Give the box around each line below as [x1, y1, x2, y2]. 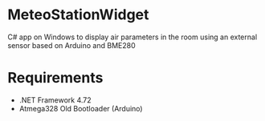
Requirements [7, 69, 104, 87]
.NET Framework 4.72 [18, 95, 92, 105]
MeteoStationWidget [7, 6, 149, 24]
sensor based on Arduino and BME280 [7, 40, 136, 50]
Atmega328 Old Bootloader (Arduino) [18, 103, 143, 113]
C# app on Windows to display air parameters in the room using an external [7, 32, 258, 42]
